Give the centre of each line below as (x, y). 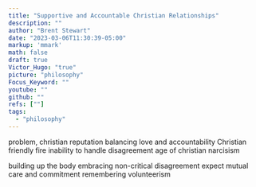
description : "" (35, 23)
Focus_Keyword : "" (39, 82)
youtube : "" (28, 90)
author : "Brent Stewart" (49, 30)
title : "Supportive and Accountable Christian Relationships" (114, 16)
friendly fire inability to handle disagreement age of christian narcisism (124, 150)
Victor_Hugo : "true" (43, 68)
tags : (17, 112)
